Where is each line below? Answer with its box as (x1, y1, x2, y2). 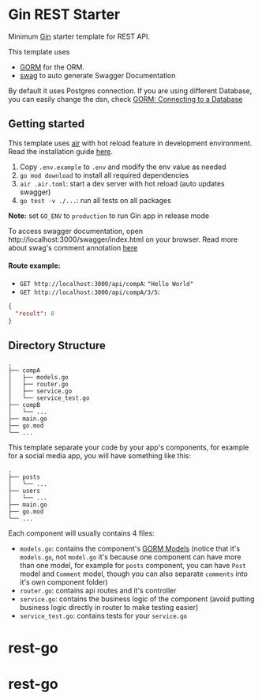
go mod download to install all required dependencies (19, 170, 189, 179)
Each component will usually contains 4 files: (8, 529, 155, 538)
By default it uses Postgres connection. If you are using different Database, (8, 85, 253, 96)
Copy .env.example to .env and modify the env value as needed (19, 162, 226, 171)
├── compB (8, 401, 41, 409)
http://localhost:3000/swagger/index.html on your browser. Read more (8, 235, 238, 244)
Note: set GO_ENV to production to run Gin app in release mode (8, 211, 210, 220)
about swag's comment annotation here (8, 243, 138, 252)
